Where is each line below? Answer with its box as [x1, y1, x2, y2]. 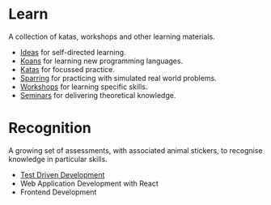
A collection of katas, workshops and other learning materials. [8, 32, 216, 41]
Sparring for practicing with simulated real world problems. [19, 73, 217, 83]
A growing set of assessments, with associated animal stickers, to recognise [8, 145, 263, 155]
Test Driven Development [19, 169, 105, 179]
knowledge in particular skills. [8, 154, 108, 164]
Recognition [8, 119, 91, 138]
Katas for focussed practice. [19, 64, 116, 74]
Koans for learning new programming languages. [19, 56, 184, 66]
